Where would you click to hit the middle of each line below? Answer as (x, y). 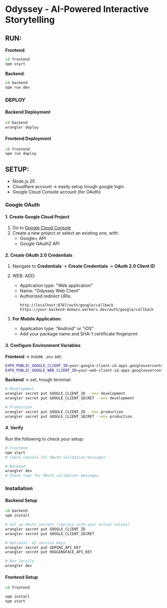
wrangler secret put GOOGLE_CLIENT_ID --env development (65, 394)
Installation (19, 489)
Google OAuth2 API (40, 244)
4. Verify (14, 428)
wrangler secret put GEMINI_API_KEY (43, 548)
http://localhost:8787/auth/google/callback (67, 305)
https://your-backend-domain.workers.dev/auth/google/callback (87, 310)
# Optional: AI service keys (35, 543)
